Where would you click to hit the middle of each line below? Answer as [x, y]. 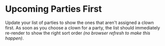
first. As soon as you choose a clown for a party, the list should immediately [83, 27]
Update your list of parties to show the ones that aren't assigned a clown [80, 23]
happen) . [14, 38]
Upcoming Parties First [53, 9]
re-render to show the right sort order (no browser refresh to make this [78, 33]
